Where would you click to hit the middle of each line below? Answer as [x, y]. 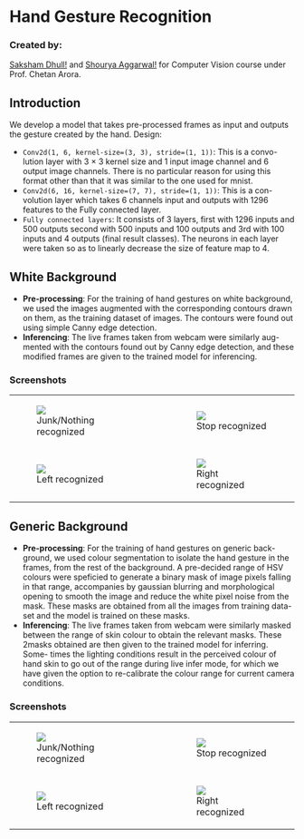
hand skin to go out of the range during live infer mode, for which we [151, 664]
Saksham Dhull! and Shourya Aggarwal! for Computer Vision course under [148, 64]
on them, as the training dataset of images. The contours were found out [158, 318]
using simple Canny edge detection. [90, 327]
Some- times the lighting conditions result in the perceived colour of [150, 654]
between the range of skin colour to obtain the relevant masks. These [152, 635]
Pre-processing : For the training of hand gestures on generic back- [149, 548]
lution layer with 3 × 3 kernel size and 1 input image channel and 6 [146, 161]
